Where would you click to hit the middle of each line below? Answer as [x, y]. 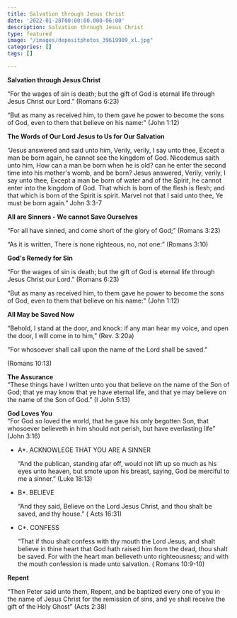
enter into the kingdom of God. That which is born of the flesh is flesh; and [116, 188]
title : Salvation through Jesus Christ [66, 14]
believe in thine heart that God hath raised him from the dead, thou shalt [122, 548]
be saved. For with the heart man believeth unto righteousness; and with [123, 556]
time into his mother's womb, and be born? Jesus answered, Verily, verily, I [117, 173]
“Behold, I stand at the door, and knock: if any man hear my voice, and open [118, 328]
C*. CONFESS [39, 527]
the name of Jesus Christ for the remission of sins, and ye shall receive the [116, 599]
